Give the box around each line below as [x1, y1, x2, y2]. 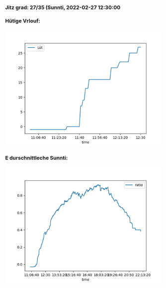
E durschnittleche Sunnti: [5, 154, 68, 161]
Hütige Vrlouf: [5, 17, 41, 24]
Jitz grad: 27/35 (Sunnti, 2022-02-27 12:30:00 [5, 4, 121, 11]
